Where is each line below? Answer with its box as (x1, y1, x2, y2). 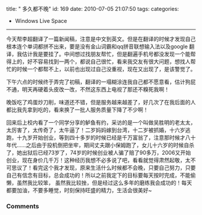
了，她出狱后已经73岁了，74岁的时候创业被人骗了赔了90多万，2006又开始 (6, 149, 191, 156)
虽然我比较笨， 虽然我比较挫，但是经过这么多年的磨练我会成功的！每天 (16, 179, 192, 186)
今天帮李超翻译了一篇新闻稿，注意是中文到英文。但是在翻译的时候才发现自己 (6, 36, 196, 42)
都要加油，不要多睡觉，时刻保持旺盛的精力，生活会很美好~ (6, 187, 152, 194)
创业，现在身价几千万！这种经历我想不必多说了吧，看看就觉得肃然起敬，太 (6, 157, 191, 164)
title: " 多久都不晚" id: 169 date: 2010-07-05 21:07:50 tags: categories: (6, 5, 179, 12)
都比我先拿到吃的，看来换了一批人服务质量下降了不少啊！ (6, 106, 148, 113)
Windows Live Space (14, 17, 67, 24)
